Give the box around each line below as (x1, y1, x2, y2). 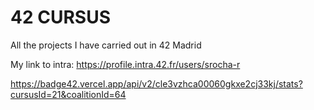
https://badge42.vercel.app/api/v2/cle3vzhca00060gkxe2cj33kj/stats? (10, 77, 303, 90)
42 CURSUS (10, 6, 111, 29)
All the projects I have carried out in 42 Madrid (10, 39, 202, 51)
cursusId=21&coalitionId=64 (10, 88, 127, 100)
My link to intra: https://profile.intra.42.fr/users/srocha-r (10, 58, 241, 70)
